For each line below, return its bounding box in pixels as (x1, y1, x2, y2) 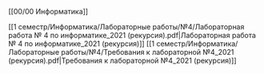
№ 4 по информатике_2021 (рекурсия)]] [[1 (8, 39, 154, 48)
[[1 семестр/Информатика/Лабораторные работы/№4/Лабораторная (8, 22, 245, 31)
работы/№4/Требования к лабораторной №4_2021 (61, 48, 234, 56)
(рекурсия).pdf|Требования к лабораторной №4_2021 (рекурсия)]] (8, 56, 237, 65)
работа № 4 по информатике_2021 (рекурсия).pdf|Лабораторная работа (8, 31, 256, 40)
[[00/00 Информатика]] (8, 7, 89, 16)
